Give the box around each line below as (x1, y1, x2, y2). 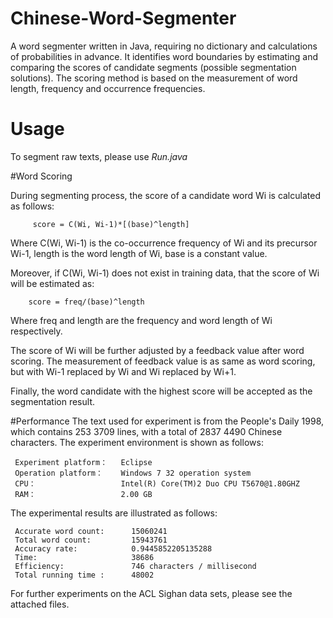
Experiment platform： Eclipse (14, 457, 153, 467)
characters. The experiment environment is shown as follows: (10, 436, 264, 448)
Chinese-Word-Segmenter (10, 7, 237, 30)
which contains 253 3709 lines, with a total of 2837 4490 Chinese (10, 425, 283, 437)
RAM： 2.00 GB (14, 489, 153, 499)
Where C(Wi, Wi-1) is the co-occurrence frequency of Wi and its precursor (10, 237, 318, 249)
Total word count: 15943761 (14, 535, 168, 545)
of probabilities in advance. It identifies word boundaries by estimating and (10, 50, 318, 62)
